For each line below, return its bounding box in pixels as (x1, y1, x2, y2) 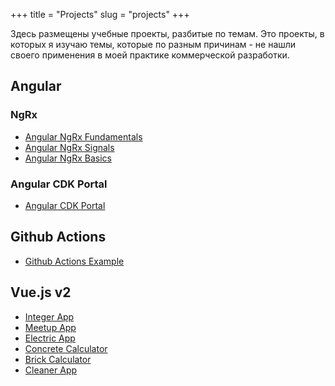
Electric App (24, 332, 76, 344)
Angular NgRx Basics (24, 152, 112, 164)
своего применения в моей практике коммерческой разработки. (10, 49, 290, 61)
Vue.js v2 (10, 284, 72, 301)
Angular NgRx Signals (24, 141, 115, 153)
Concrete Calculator (24, 342, 108, 354)
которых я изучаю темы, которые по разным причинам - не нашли (10, 39, 297, 50)
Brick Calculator (24, 353, 92, 365)
